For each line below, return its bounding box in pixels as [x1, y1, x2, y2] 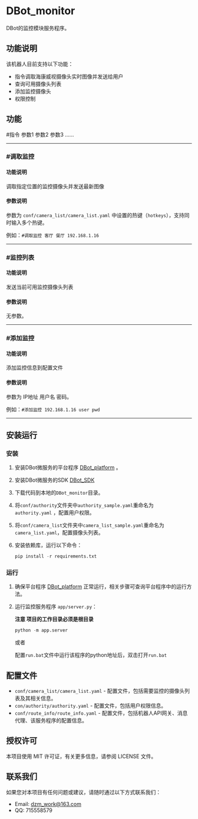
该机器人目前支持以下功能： [6, 60, 74, 67]
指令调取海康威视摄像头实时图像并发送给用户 [14, 73, 124, 80]
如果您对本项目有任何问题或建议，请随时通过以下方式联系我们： [6, 788, 161, 795]
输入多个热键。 [11, 219, 48, 226]
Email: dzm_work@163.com [14, 800, 81, 807]
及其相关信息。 [19, 695, 57, 702]
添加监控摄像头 [14, 88, 51, 95]
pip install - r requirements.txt [14, 553, 97, 560]
